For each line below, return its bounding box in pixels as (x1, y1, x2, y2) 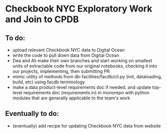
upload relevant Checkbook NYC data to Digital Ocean (12, 47, 125, 53)
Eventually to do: (5, 109, 59, 118)
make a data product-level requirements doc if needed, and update (12, 84, 151, 90)
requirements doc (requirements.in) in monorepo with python (23, 90, 149, 95)
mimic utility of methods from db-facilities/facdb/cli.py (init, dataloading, (12, 74, 162, 79)
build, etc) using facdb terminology (12, 79, 85, 85)
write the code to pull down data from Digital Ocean (12, 52, 119, 58)
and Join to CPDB (5, 14, 79, 25)
